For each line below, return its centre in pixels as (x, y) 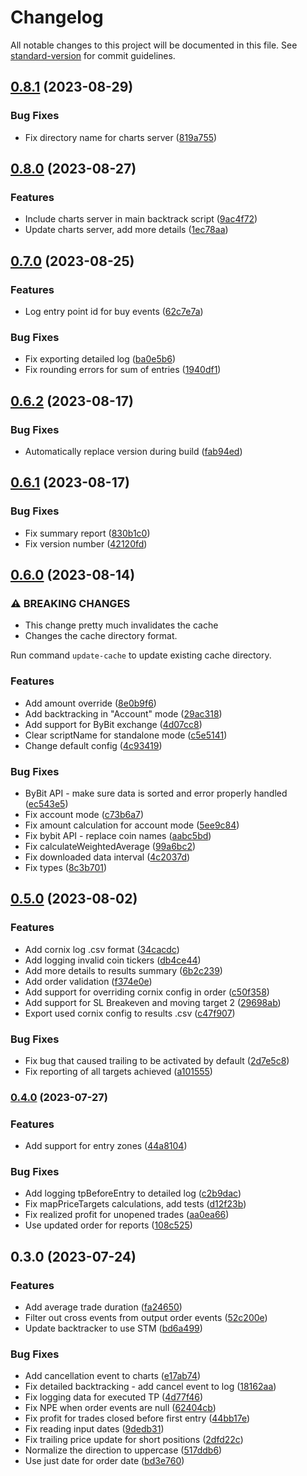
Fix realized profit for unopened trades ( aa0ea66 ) (127, 1215)
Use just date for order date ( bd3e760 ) (104, 1461)
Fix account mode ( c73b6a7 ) (84, 814)
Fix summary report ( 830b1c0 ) (87, 533)
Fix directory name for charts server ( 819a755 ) (121, 137)
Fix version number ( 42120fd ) (86, 543)
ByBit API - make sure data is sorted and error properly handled (156, 793)
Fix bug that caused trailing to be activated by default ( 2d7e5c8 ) (157, 1060)
